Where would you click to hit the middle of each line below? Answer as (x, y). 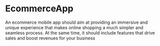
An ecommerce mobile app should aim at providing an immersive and (76, 22)
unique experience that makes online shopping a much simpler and (74, 27)
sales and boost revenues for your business (50, 38)
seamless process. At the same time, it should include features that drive (80, 33)
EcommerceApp (39, 9)
